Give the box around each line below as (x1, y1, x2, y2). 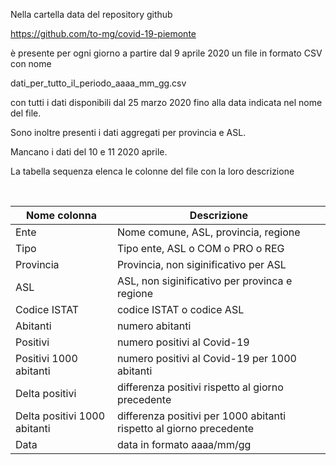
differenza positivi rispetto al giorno (116, 380, 284, 394)
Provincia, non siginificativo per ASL (116, 258, 287, 271)
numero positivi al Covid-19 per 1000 (116, 352, 297, 365)
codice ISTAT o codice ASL (116, 303, 245, 316)
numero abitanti (116, 319, 192, 333)
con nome (10, 58, 52, 69)
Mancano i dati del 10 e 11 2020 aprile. (10, 146, 168, 158)
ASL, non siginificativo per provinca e (116, 274, 293, 288)
